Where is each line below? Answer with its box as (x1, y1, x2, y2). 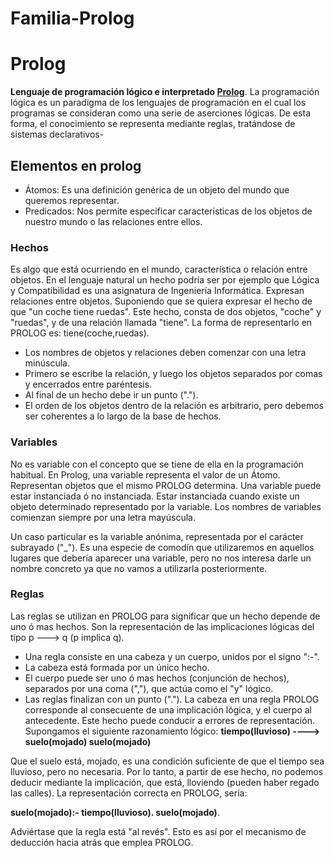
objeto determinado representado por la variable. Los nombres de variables (10, 500, 322, 512)
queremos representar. (24, 194, 120, 206)
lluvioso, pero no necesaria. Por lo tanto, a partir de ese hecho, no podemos (10, 765, 324, 777)
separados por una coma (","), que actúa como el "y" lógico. (24, 682, 274, 694)
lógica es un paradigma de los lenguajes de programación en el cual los (10, 97, 307, 109)
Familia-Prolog (10, 7, 135, 30)
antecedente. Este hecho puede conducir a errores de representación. (24, 714, 315, 726)
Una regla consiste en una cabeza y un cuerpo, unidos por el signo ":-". (24, 650, 320, 662)
